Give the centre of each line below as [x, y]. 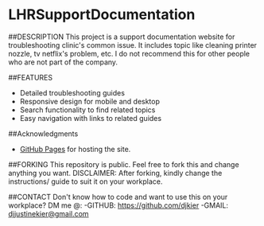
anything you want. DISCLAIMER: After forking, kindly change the [115, 173]
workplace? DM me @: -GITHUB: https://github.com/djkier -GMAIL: [118, 205]
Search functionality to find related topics [87, 110]
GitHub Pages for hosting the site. [75, 149]
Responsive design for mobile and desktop [90, 101]
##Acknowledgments [43, 134]
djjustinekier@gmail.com [49, 213]
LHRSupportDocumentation [102, 15]
